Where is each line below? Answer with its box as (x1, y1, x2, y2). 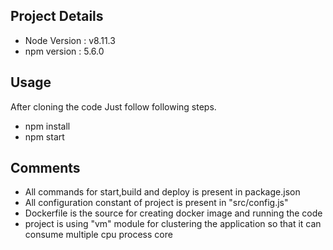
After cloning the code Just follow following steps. (10, 100, 217, 113)
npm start (24, 130, 65, 143)
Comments (10, 160, 81, 177)
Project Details (10, 8, 104, 25)
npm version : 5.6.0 (24, 45, 105, 57)
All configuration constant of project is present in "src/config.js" (24, 197, 289, 209)
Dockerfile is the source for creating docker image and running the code (24, 207, 323, 219)
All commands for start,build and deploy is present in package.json (24, 186, 301, 198)
